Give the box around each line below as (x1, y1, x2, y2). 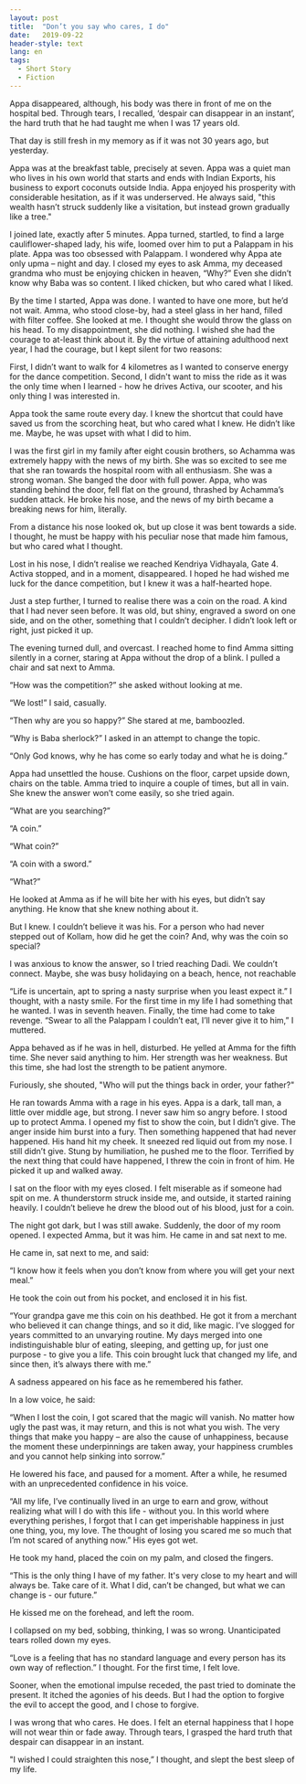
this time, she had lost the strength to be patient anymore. (9, 1061, 227, 1072)
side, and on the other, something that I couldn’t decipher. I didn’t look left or (9, 614, 297, 626)
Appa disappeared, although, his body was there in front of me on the (9, 98, 272, 109)
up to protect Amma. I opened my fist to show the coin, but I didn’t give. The (9, 1116, 296, 1127)
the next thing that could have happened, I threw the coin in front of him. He (9, 1155, 295, 1166)
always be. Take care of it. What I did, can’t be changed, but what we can (9, 1579, 286, 1590)
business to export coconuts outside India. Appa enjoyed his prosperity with (9, 182, 296, 193)
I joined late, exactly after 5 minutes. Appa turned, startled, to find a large (9, 228, 285, 239)
